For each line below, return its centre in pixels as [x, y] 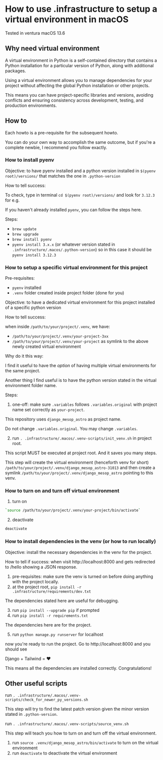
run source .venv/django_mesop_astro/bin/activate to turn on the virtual [85, 743]
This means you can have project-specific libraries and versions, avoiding [79, 95]
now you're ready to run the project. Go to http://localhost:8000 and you [78, 644]
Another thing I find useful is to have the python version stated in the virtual [81, 380]
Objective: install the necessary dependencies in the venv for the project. [79, 552]
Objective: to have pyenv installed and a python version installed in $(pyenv [81, 171]
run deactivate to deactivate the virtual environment [64, 753]
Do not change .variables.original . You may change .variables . [71, 429]
